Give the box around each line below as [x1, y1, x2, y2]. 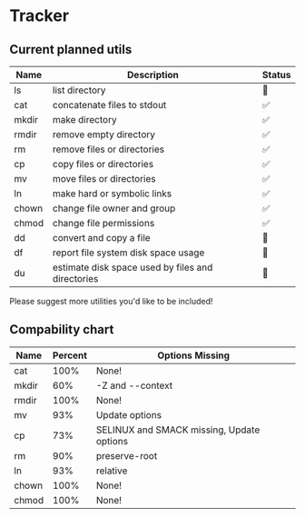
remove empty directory [53, 128, 156, 141]
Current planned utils [9, 42, 133, 57]
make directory [53, 114, 117, 125]
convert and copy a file [53, 232, 152, 244]
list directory [53, 84, 106, 96]
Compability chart [9, 322, 114, 337]
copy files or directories [53, 158, 154, 170]
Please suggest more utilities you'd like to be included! [9, 296, 213, 306]
